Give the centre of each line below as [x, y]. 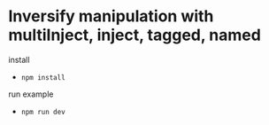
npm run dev [43, 112]
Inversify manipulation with [111, 16]
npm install [43, 77]
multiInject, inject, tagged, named [135, 35]
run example [31, 94]
